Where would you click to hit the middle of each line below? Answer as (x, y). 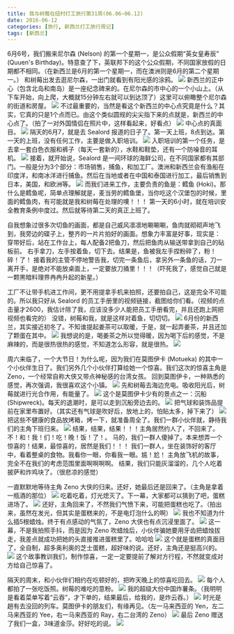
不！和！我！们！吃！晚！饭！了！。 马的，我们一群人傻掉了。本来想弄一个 (115, 437)
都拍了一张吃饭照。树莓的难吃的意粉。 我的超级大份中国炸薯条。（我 (109, 589)
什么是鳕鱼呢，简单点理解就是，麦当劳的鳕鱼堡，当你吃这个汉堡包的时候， (114, 193)
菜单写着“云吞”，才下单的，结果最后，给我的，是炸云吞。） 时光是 (123, 597)
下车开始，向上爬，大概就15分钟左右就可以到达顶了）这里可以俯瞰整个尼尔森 (117, 97)
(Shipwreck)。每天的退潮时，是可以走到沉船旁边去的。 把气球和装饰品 (112, 403)
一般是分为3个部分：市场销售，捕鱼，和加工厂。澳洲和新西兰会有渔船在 (122, 167)
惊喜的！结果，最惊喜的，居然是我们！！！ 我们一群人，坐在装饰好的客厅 (112, 446)
